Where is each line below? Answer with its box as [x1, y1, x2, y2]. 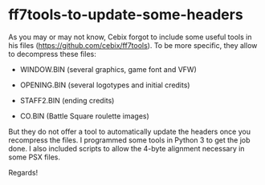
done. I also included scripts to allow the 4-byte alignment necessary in [8, 143, 245, 153]
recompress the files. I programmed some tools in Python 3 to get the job [8, 135, 251, 145]
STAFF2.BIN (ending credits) [19, 95, 115, 105]
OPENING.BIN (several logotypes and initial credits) [19, 80, 190, 90]
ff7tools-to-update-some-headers [8, 6, 243, 24]
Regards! [8, 167, 39, 177]
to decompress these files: [8, 49, 96, 58]
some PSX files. [8, 152, 60, 162]
